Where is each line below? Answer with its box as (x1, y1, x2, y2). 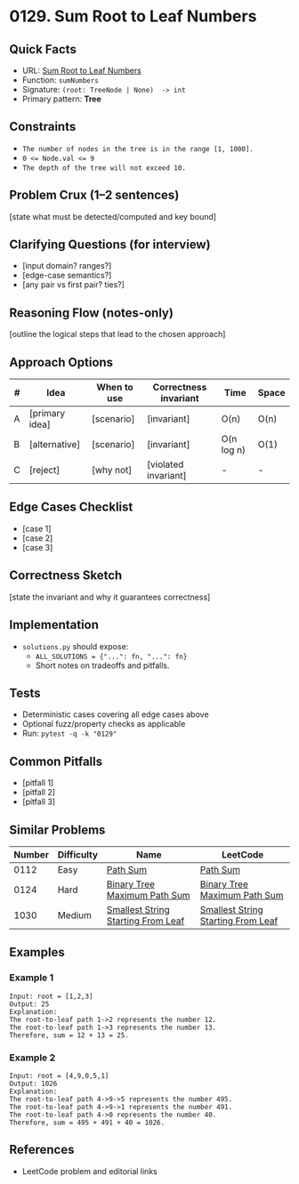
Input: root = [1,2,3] (9, 992, 93, 1001)
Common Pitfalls (9, 753, 103, 769)
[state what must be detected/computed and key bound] (9, 211, 216, 221)
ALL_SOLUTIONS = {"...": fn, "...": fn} (35, 652, 188, 661)
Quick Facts (9, 42, 77, 57)
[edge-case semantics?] (21, 270, 112, 281)
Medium (57, 909, 92, 922)
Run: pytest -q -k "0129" (21, 728, 117, 739)
